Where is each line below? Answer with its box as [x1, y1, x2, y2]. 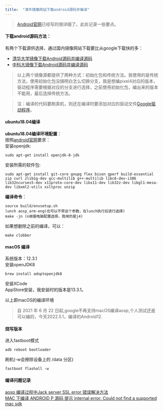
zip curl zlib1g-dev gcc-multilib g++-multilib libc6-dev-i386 [5, 176, 137, 181]
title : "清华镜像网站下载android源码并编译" [5, 7, 90, 12]
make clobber [5, 233, 32, 238]
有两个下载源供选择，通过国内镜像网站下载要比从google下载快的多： [5, 45, 143, 51]
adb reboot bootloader [5, 347, 51, 352]
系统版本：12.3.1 [5, 255, 38, 262]
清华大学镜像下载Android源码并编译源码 [12, 55, 93, 61]
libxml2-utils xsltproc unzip [14, 184, 76, 190]
